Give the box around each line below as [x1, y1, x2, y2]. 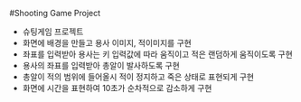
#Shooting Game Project [9, 8, 101, 18]
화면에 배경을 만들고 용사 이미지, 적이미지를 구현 [22, 38, 192, 48]
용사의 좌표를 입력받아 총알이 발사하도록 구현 [22, 60, 181, 70]
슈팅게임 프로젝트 [22, 26, 84, 37]
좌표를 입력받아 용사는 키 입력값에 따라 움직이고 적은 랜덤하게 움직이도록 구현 [22, 49, 294, 60]
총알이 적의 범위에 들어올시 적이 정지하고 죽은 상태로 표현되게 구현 [22, 71, 255, 82]
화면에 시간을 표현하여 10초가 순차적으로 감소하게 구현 [22, 83, 212, 93]
